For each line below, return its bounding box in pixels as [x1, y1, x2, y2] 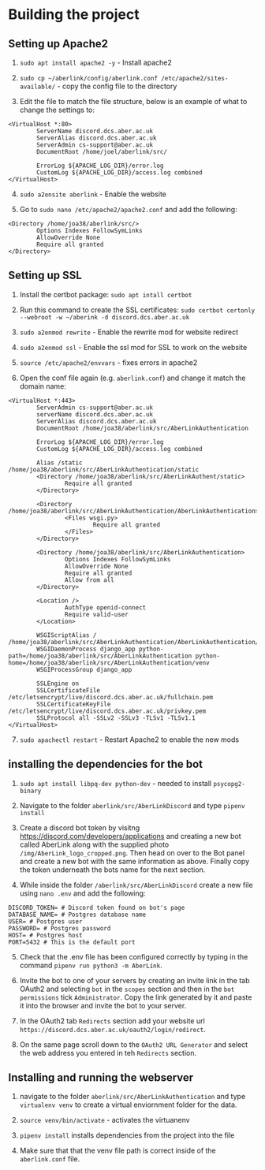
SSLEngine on [36, 680, 80, 687]
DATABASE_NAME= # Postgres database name [8, 911, 147, 918]
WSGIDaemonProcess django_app [36, 645, 136, 653]
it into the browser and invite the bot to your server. [19, 1000, 187, 1010]
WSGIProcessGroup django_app [36, 665, 132, 673]
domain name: [19, 381, 67, 391]
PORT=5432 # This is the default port [8, 938, 136, 946]
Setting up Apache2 [8, 37, 109, 50]
